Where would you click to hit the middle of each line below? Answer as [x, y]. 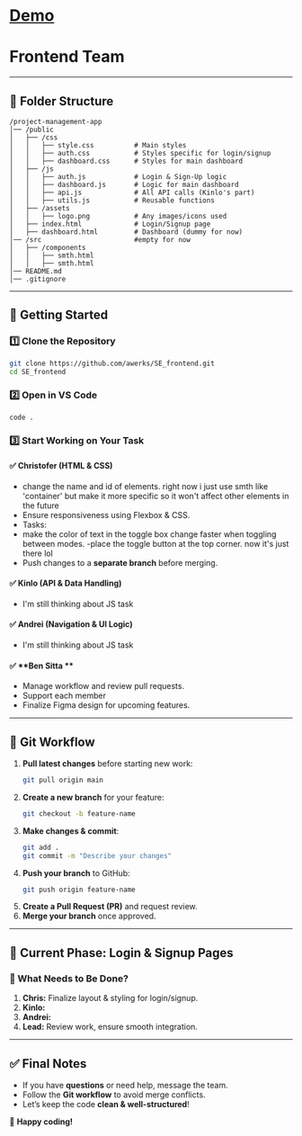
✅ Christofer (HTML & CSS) [61, 466]
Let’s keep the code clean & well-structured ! [106, 1104]
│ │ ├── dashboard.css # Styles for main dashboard [126, 161]
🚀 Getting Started [59, 315]
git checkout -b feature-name [79, 814]
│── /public [31, 130]
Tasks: [35, 524]
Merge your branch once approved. [89, 916]
